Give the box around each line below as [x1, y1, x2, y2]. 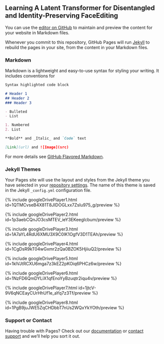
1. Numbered [5, 122, 29, 128]
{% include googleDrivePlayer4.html [5, 241, 78, 247]
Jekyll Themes [5, 166, 41, 173]
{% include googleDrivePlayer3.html [5, 226, 78, 232]
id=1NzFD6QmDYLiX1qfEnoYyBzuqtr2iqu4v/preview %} [5, 275, 117, 281]
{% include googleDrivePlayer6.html [5, 270, 78, 276]
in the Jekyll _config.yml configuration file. [5, 187, 92, 193]
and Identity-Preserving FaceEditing [5, 12, 118, 20]
